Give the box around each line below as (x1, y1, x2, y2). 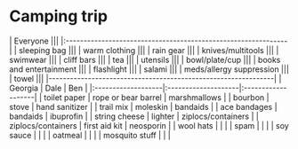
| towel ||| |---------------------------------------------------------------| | (9, 73, 282, 83)
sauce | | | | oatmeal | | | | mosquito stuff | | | (9, 129, 172, 140)
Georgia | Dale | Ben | (9, 82, 88, 93)
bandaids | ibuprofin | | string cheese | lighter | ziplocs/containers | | (9, 111, 260, 122)
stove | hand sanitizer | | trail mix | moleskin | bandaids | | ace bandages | (9, 101, 278, 112)
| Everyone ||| (9, 35, 60, 46)
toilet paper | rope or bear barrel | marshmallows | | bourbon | (44, 91, 270, 103)
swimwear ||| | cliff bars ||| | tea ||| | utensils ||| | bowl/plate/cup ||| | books (9, 54, 281, 65)
